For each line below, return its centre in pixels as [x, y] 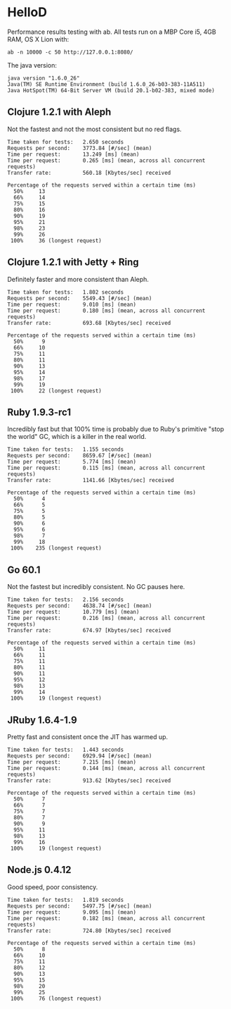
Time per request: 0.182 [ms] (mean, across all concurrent [106, 918]
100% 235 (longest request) [56, 548]
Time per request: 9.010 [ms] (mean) [72, 304]
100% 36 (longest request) [56, 240]
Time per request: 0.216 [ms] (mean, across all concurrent [106, 618]
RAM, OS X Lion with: [38, 39]
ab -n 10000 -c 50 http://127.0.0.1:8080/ [70, 52]
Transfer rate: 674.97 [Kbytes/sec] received [89, 631]
